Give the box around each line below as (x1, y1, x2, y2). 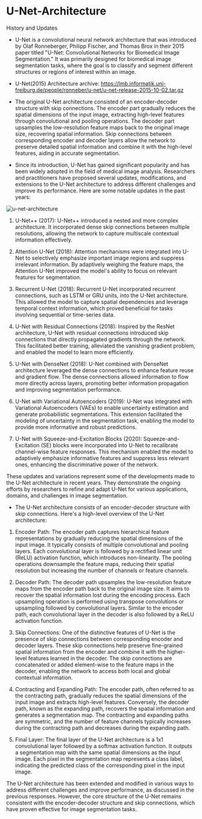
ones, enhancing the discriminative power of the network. (14, 461, 159, 468)
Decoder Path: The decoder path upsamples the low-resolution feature (14, 578, 192, 585)
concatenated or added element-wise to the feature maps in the (14, 661, 174, 668)
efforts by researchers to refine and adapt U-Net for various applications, (6, 485, 188, 493)
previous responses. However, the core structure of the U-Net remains (6, 792, 182, 800)
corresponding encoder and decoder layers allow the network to (14, 136, 176, 143)
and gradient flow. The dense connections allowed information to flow (14, 373, 189, 380)
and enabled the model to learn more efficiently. (14, 348, 134, 355)
